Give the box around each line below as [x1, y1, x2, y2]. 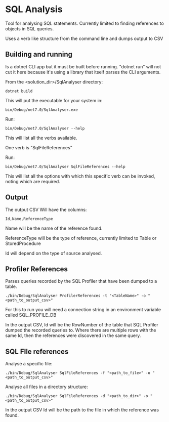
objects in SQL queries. [5, 25, 54, 31]
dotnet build [5, 89, 33, 94]
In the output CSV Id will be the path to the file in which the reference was [5, 407, 159, 413]
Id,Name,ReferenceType [5, 216, 53, 221]
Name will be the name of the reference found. [5, 225, 103, 231]
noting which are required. [5, 178, 61, 184]
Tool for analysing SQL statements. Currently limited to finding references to [5, 20, 164, 26]
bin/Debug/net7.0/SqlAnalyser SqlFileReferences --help [5, 164, 125, 169]
